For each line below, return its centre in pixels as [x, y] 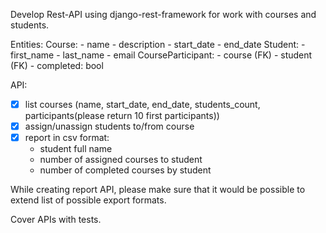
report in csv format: [67, 138]
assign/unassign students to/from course [109, 126]
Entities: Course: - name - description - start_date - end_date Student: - [158, 44]
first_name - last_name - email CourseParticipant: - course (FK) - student [161, 55]
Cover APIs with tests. [56, 220]
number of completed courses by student [125, 170]
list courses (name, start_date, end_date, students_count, [142, 104]
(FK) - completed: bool [57, 65]
